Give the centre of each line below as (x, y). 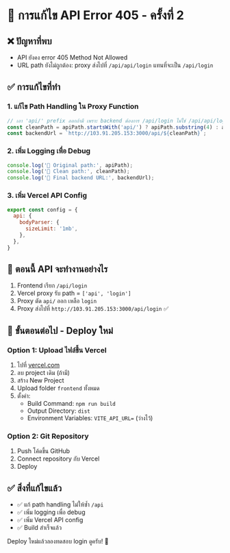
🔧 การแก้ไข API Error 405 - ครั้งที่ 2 (96, 15)
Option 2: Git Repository (48, 437)
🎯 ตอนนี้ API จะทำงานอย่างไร (57, 269)
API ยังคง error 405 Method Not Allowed (72, 57)
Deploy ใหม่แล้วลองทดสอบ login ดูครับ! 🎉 (58, 541)
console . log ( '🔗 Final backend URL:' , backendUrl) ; (81, 178)
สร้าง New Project (40, 381)
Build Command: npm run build (72, 404)
